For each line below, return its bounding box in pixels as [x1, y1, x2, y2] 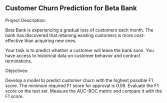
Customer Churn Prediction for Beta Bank [5, 4, 137, 12]
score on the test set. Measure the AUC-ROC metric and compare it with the [5, 87, 162, 94]
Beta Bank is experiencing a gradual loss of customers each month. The [5, 27, 153, 33]
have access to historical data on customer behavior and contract [5, 52, 140, 58]
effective [5, 37, 23, 43]
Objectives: [5, 67, 28, 73]
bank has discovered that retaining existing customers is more [5, 32, 133, 38]
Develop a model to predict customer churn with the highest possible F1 [5, 77, 153, 83]
